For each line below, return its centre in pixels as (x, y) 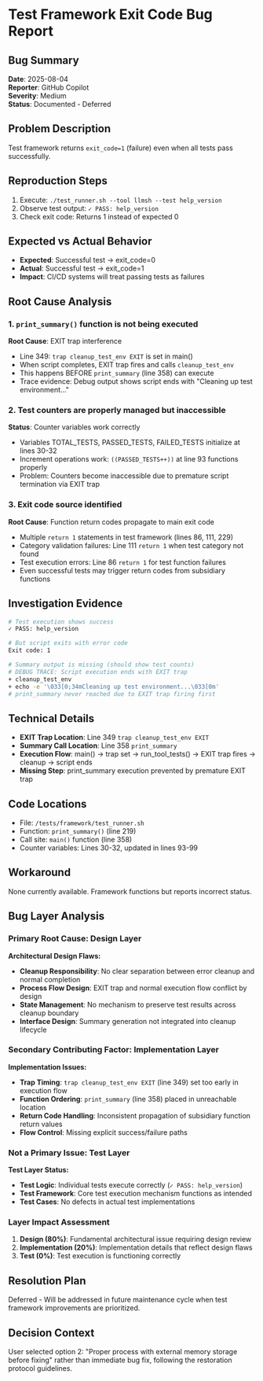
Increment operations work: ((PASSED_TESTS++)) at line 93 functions (129, 459)
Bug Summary (44, 60)
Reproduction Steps (58, 181)
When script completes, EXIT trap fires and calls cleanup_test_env (126, 365)
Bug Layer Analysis (56, 917)
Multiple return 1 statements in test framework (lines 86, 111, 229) (126, 537)
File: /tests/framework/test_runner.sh (82, 823)
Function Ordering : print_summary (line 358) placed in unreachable (128, 1099)
